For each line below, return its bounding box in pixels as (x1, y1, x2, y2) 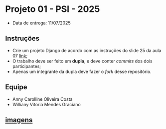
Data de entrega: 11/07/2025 (12, 20, 71, 26)
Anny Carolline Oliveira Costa (12, 96, 73, 102)
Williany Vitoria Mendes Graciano (12, 101, 81, 107)
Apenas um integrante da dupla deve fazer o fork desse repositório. (12, 68, 152, 74)
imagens (5, 116, 33, 124)
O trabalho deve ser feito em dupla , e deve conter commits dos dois (12, 58, 153, 64)
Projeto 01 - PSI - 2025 (5, 3, 100, 15)
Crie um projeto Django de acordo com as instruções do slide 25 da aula (12, 47, 162, 53)
